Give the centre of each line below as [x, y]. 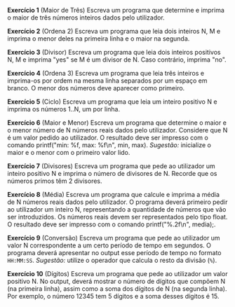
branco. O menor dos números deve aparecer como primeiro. [96, 88]
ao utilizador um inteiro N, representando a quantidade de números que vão [117, 209]
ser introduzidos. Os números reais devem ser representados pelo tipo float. [117, 217]
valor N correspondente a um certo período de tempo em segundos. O [109, 245]
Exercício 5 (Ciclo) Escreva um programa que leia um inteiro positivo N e [112, 102]
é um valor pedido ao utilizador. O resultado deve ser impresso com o [108, 137]
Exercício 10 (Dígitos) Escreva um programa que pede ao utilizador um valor [117, 274]
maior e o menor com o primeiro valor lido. [69, 152]
